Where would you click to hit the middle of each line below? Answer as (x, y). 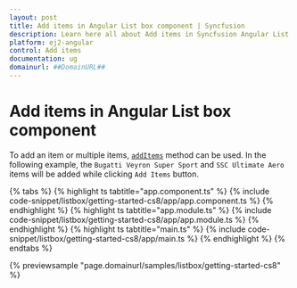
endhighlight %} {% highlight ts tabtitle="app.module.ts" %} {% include (140, 210)
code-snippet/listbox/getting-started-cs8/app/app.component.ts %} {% (141, 201)
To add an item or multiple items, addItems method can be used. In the (138, 155)
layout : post (33, 17)
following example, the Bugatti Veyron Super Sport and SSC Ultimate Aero (147, 164)
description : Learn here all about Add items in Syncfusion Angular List (149, 34)
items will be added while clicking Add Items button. (104, 174)
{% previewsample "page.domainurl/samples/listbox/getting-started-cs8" (145, 265)
